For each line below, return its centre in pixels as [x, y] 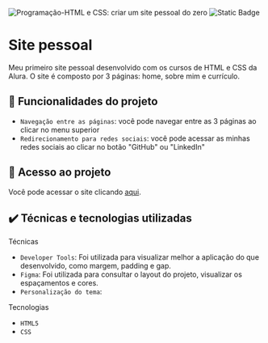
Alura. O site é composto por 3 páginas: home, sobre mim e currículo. [124, 76]
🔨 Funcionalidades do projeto [83, 102]
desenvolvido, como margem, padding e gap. [95, 266]
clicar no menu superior [60, 129]
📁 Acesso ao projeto [60, 173]
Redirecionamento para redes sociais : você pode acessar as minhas [135, 138]
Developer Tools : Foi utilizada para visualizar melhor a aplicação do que [140, 257]
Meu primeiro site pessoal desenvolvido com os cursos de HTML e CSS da [133, 67]
